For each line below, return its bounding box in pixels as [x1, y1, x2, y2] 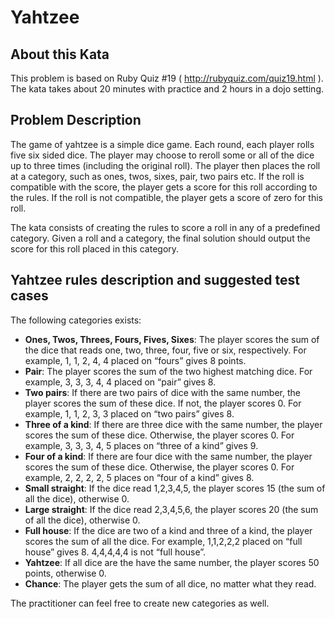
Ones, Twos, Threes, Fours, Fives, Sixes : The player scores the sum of [24, 333, 320, 345]
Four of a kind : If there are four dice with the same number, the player [24, 450, 313, 462]
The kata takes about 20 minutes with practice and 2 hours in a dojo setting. [10, 83, 325, 95]
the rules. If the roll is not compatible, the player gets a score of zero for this [10, 191, 323, 203]
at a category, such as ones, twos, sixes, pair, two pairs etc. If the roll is [10, 170, 305, 182]
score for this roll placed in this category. [10, 242, 180, 255]
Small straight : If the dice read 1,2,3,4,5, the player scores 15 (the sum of [24, 482, 326, 494]
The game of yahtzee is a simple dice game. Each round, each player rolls [10, 138, 315, 150]
